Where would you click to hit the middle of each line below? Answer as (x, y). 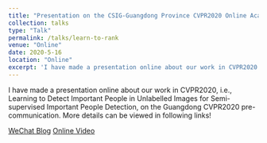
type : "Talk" (30, 30)
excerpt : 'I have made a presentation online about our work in (117, 68)
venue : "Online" (35, 45)
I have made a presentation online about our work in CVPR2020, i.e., (120, 90)
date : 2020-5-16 (35, 52)
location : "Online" (41, 60)
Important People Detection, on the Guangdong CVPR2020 (143, 106)
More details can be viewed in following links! (137, 115)
